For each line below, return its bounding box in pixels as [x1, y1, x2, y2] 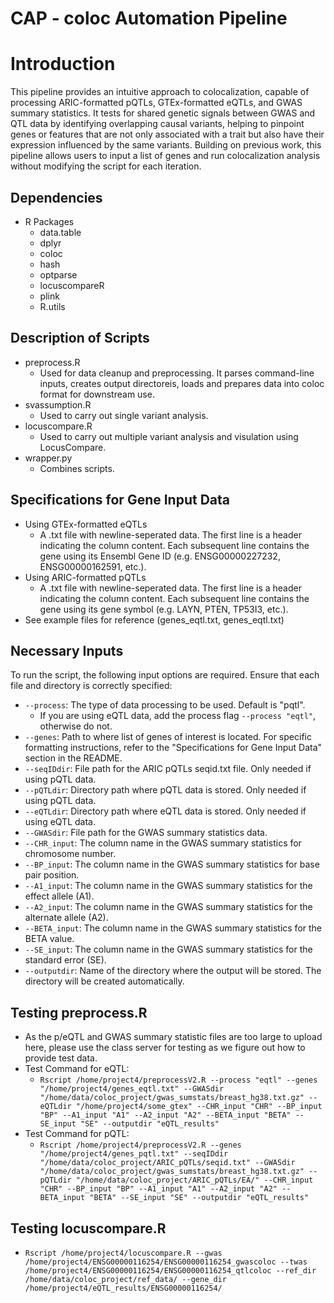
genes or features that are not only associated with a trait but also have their [10, 128, 325, 141]
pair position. [24, 869, 80, 881]
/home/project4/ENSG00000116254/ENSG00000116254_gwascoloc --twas [24, 1257, 308, 1267]
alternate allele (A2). [24, 912, 109, 924]
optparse [39, 268, 78, 281]
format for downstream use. [39, 388, 155, 400]
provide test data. [24, 1052, 98, 1064]
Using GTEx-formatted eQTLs [24, 518, 148, 530]
